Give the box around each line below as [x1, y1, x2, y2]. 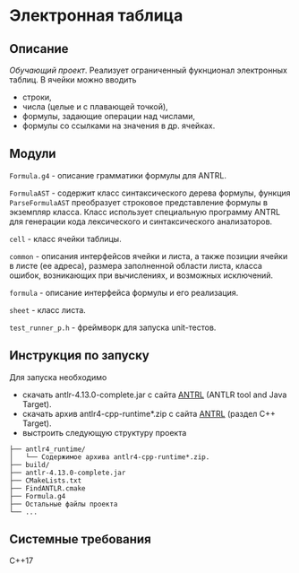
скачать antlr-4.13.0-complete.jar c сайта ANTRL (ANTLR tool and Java [21, 389, 287, 400]
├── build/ [9, 460, 50, 469]
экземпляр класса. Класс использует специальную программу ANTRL [9, 206, 280, 217]
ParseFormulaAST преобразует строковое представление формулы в [9, 196, 269, 207]
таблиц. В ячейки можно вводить [9, 74, 137, 85]
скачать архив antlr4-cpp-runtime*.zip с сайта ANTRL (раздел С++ [21, 408, 276, 419]
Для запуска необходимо [9, 371, 107, 382]
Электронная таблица [9, 5, 184, 26]
